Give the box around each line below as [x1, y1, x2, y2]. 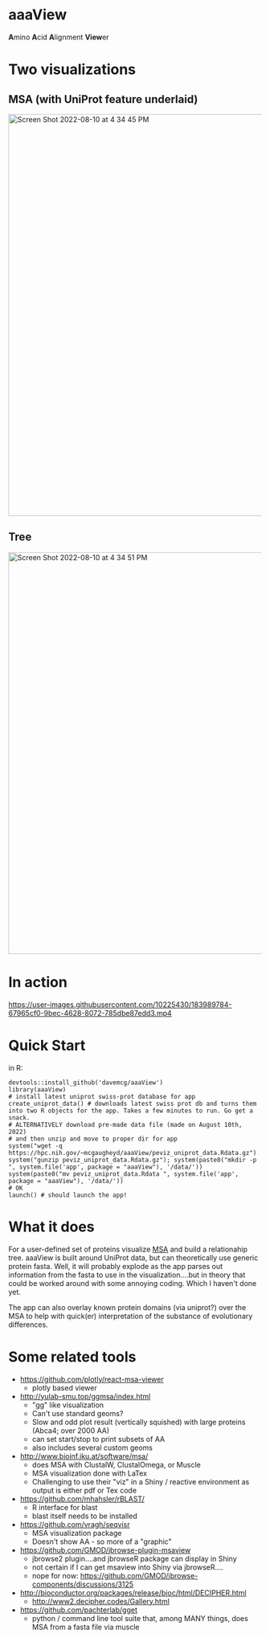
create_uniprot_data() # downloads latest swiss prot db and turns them [8, 1100, 257, 1108]
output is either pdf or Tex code [31, 1485, 137, 1495]
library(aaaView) [8, 1085, 67, 1094]
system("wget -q [8, 1141, 63, 1150]
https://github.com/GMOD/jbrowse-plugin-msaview [19, 1545, 191, 1554]
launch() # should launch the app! [8, 1191, 128, 1199]
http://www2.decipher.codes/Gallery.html [31, 1596, 170, 1606]
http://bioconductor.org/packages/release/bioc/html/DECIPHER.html [19, 1587, 247, 1597]
